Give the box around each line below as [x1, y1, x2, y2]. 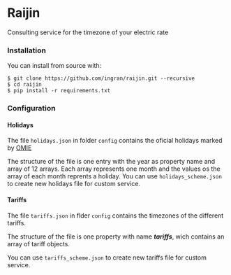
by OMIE [7, 143, 32, 152]
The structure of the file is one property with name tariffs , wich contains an [7, 232, 225, 241]
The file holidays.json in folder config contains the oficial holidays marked [7, 136, 223, 145]
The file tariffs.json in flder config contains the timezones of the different [7, 211, 224, 220]
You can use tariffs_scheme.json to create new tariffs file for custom [7, 253, 207, 262]
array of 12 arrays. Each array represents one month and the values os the [7, 164, 221, 173]
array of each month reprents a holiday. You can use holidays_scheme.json [7, 172, 222, 181]
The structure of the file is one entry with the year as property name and [7, 157, 216, 166]
